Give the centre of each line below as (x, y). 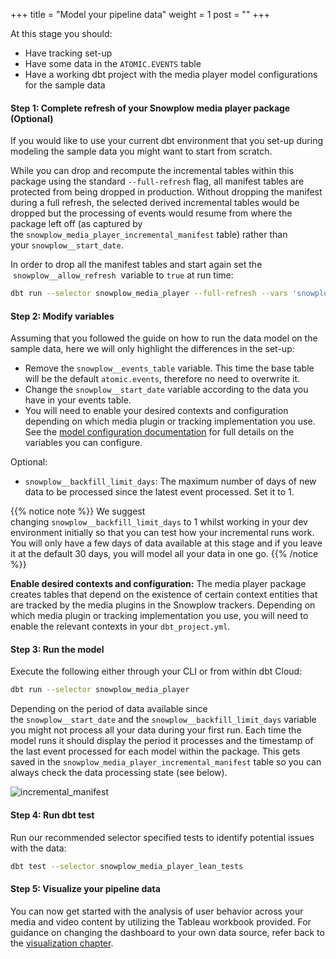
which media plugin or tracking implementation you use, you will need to (159, 616)
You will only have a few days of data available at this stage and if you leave (166, 543)
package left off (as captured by (76, 224)
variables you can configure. (83, 443)
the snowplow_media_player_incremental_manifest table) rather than (149, 235)
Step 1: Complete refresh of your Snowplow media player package (150, 108)
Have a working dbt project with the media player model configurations (171, 74)
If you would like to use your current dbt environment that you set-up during (166, 141)
